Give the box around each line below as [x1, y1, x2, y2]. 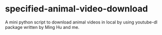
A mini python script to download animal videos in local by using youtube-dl [5, 19, 158, 25]
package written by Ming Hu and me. [5, 24, 80, 30]
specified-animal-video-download [5, 3, 148, 14]
